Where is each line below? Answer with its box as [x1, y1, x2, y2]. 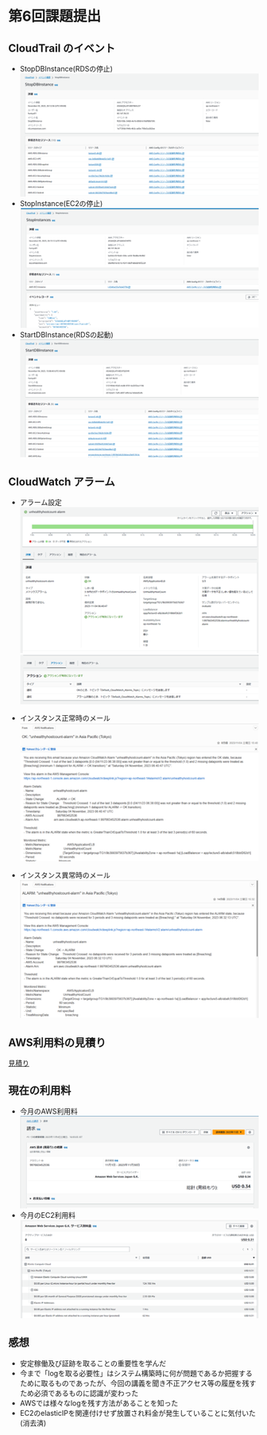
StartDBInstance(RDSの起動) [19, 330, 114, 340]
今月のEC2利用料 [19, 1210, 75, 1219]
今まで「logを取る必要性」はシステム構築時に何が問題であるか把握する [19, 1368, 253, 1378]
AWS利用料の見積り [8, 1036, 106, 1049]
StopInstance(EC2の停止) [19, 198, 103, 208]
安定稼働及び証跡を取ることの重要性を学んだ [19, 1358, 167, 1368]
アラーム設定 [19, 498, 62, 507]
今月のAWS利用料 [19, 1106, 78, 1116]
